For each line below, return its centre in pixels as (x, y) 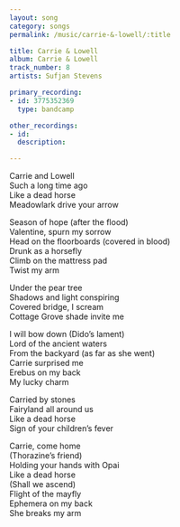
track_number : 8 (40, 68)
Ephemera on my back (51, 503)
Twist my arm (35, 270)
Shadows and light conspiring (64, 297)
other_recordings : (44, 126)
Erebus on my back (45, 372)
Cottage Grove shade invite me (67, 316)
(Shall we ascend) (43, 485)
